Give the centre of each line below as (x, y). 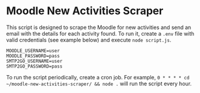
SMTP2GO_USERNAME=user (34, 61)
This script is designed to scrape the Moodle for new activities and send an (99, 27)
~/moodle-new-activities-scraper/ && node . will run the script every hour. (99, 84)
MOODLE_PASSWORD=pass (33, 56)
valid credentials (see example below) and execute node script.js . (89, 40)
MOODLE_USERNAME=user (33, 51)
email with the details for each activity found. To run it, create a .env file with (100, 33)
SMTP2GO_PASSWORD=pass (34, 66)
